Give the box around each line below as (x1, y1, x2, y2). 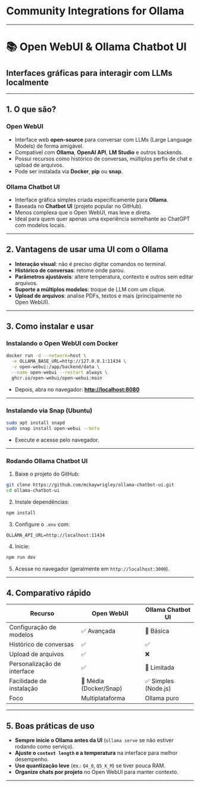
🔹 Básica (145, 627, 170, 635)
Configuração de (9, 623, 57, 632)
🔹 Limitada (145, 663, 174, 672)
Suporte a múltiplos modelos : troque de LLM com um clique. (14, 286, 165, 293)
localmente (6, 77, 49, 87)
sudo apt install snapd (6, 420, 65, 426)
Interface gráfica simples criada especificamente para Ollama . (14, 196, 168, 203)
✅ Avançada (81, 627, 116, 635)
